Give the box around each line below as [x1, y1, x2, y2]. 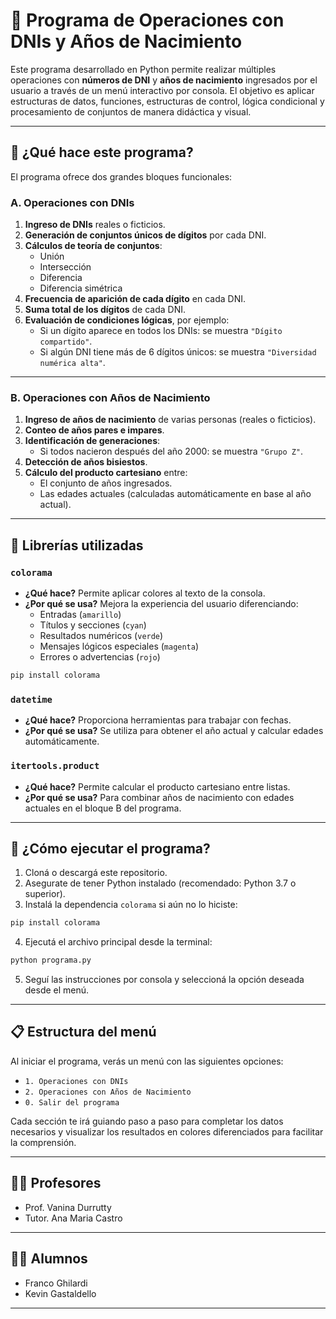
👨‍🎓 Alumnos [10, 1250, 88, 1268]
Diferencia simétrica [39, 282, 123, 294]
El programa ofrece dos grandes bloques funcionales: [10, 170, 233, 183]
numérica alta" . [39, 357, 106, 369]
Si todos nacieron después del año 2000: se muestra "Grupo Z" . [39, 445, 304, 458]
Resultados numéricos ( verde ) [39, 630, 164, 642]
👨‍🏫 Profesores [10, 1175, 102, 1192]
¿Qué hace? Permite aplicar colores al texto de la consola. [24, 587, 266, 599]
